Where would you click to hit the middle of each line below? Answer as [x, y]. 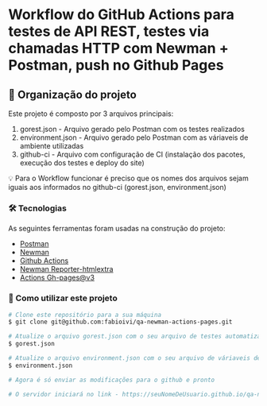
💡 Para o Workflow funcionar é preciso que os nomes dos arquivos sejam [128, 178]
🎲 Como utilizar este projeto [63, 298]
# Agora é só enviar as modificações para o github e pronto [112, 380]
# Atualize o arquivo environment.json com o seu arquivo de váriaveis [129, 358]
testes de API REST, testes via [109, 31]
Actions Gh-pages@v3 [57, 278]
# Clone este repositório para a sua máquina [85, 315]
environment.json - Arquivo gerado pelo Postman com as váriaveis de [134, 137]
